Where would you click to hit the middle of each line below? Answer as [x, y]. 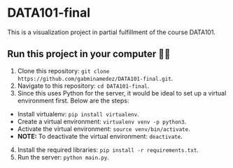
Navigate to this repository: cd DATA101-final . [83, 86]
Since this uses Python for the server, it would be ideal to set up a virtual [122, 93]
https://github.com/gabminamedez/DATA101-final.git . [95, 78]
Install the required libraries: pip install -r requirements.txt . [108, 150]
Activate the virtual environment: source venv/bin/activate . [104, 129]
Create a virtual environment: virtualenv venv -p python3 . [102, 121]
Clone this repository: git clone [63, 70]
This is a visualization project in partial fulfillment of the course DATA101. [111, 32]
